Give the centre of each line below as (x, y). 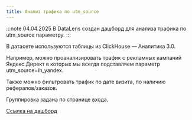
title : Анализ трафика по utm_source (53, 12)
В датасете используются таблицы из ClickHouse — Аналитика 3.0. (91, 46)
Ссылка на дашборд (32, 111)
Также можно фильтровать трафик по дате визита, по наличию (86, 82)
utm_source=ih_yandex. (35, 70)
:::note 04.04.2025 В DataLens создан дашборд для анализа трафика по (96, 28)
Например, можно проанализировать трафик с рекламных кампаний (94, 57)
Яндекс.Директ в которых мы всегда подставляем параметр (83, 64)
